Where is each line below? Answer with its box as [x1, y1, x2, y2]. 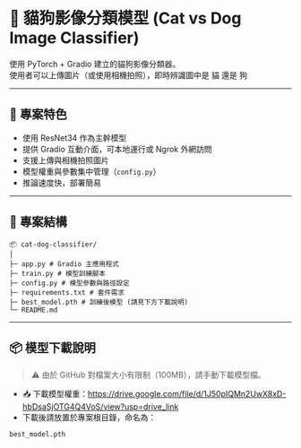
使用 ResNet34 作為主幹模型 [21, 132, 127, 143]
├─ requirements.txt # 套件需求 [9, 288, 125, 297]
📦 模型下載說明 [9, 340, 97, 355]
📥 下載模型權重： [21, 389, 89, 400]
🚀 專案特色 [9, 107, 67, 122]
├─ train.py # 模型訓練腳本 [9, 269, 106, 278]
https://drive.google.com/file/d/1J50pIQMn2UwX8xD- [88, 389, 287, 400]
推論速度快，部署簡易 [21, 177, 101, 188]
